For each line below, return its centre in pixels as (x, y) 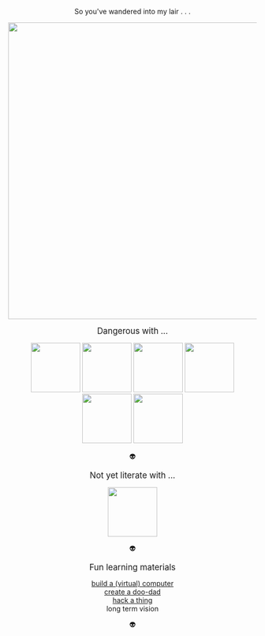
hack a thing (132, 600)
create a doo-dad (132, 592)
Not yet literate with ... (132, 475)
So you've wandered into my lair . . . (132, 11)
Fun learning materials (132, 567)
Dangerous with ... (132, 331)
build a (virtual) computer (132, 583)
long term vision (132, 609)
